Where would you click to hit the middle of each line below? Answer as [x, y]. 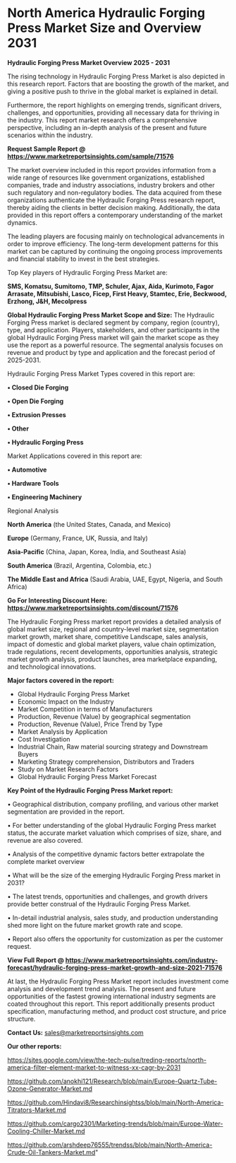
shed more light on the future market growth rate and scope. [95, 925]
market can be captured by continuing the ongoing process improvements [115, 251]
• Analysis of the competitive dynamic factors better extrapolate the [106, 854]
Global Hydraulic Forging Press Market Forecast [87, 776]
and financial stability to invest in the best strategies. [83, 259]
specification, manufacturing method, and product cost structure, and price [117, 1011]
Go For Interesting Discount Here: [57, 600]
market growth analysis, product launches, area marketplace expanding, [112, 659]
